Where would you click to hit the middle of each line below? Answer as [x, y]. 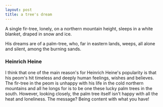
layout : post [19, 10]
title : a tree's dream [29, 14]
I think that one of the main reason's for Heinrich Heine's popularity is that [81, 72]
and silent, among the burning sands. [43, 49]
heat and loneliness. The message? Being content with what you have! [77, 99]
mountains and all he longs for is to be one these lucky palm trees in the [79, 88]
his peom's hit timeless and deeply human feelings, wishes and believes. [80, 78]
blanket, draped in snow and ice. [39, 34]
